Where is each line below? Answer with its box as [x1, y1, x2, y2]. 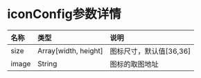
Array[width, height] [37, 46, 104, 55]
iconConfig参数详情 [7, 6, 121, 22]
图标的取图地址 [110, 59, 159, 69]
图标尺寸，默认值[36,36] [110, 46, 191, 56]
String [37, 59, 58, 68]
